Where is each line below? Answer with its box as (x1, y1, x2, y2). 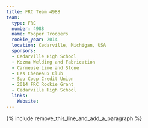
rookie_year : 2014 (11, 37, 58, 43)
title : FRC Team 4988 (6, 8, 61, 15)
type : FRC (11, 20, 36, 26)
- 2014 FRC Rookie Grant (11, 82, 74, 88)
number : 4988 (11, 25, 45, 32)
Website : (17, 98, 39, 104)
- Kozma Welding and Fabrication (11, 59, 96, 65)
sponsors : (11, 48, 36, 54)
